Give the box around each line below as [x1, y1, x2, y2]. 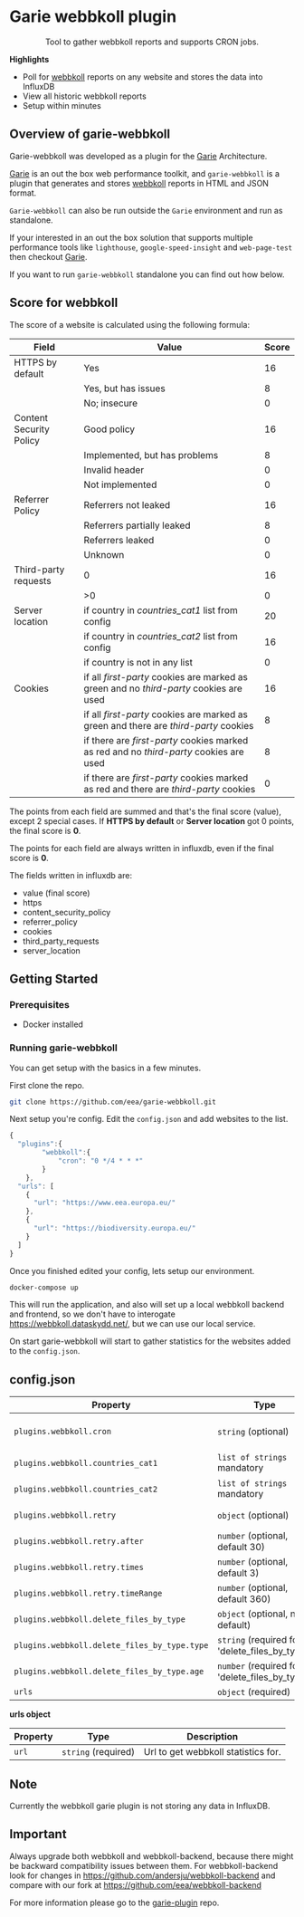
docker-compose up [9, 1283, 79, 1292]
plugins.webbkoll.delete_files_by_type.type [14, 1641, 209, 1651]
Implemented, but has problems [83, 448, 219, 461]
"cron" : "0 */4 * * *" [57, 1156, 144, 1165]
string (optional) [216, 1425, 290, 1438]
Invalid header [83, 464, 145, 476]
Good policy [83, 423, 136, 436]
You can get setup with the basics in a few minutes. [9, 1062, 202, 1073]
